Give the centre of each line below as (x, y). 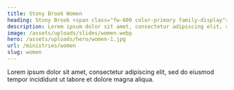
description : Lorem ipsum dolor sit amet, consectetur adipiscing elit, (115, 26)
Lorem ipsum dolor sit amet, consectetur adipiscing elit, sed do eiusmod (111, 72)
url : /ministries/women (42, 46)
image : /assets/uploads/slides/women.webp (70, 33)
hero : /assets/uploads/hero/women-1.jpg (67, 39)
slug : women (24, 53)
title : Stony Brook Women (45, 13)
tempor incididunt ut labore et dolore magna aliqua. (81, 79)
